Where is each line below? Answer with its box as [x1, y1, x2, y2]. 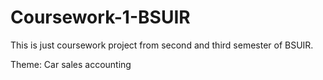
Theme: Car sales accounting [10, 58, 132, 70]
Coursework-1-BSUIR [10, 6, 191, 29]
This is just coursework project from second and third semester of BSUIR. [10, 39, 314, 51]
